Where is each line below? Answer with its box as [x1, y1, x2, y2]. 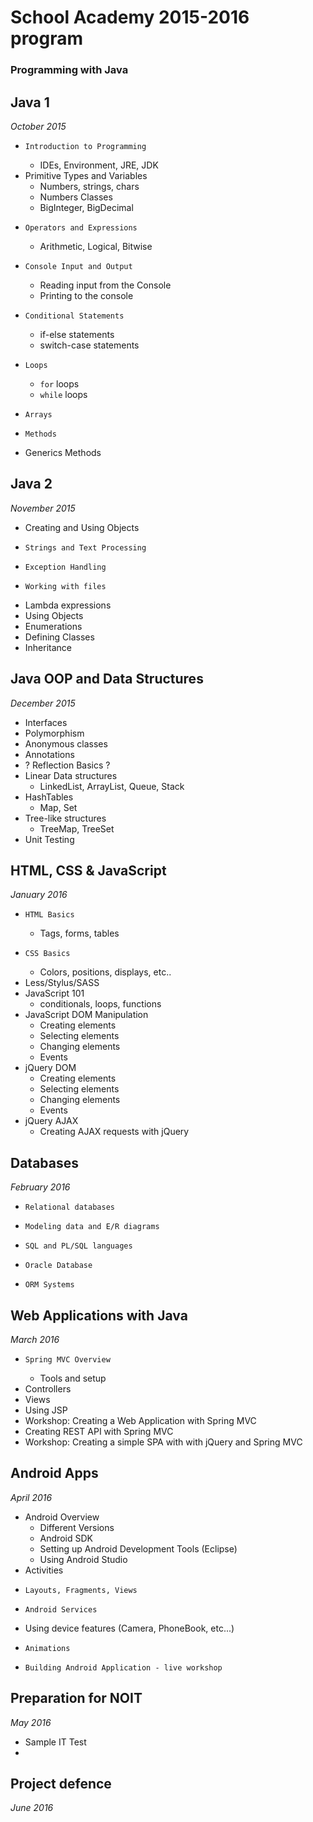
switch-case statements [39, 339, 140, 351]
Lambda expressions [24, 599, 112, 611]
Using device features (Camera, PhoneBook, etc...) [24, 1622, 235, 1634]
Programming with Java [10, 63, 129, 77]
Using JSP [24, 1404, 68, 1416]
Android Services [24, 1604, 98, 1615]
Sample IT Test [24, 1736, 87, 1748]
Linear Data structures [24, 769, 118, 781]
